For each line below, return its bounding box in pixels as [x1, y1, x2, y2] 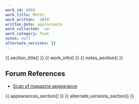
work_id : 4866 [5, 7, 36, 13]
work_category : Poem [5, 31, 50, 36]
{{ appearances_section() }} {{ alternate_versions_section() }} [5, 93, 134, 99]
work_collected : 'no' [5, 27, 52, 32]
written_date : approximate [5, 21, 63, 27]
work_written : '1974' [5, 17, 52, 22]
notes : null [5, 36, 31, 41]
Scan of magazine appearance [12, 83, 78, 89]
